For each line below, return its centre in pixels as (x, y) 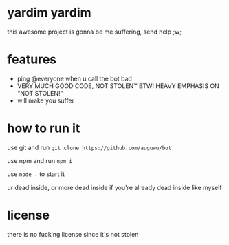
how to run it (44, 128)
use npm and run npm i (40, 160)
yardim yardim (49, 13)
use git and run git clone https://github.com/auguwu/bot (89, 147)
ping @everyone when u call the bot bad (75, 78)
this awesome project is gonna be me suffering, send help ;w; (95, 32)
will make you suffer (45, 100)
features (32, 60)
